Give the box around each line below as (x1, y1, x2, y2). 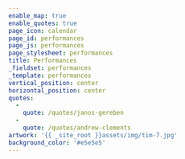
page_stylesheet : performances (8, 49, 113, 57)
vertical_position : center (8, 79, 99, 87)
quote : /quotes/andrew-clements (23, 124, 131, 132)
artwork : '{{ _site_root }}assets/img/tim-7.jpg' (8, 131, 179, 139)
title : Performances (8, 57, 78, 65)
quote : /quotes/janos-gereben (23, 109, 125, 117)
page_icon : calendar (8, 26, 78, 35)
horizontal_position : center (8, 86, 106, 95)
